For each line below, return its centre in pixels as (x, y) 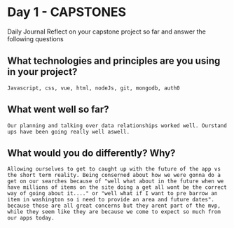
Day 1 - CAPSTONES (67, 12)
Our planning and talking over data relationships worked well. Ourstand (117, 126)
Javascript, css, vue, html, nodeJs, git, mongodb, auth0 (94, 88)
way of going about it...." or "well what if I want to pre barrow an (112, 194)
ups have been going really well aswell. (69, 131)
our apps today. (31, 218)
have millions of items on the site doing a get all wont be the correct (117, 187)
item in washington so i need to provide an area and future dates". (111, 200)
